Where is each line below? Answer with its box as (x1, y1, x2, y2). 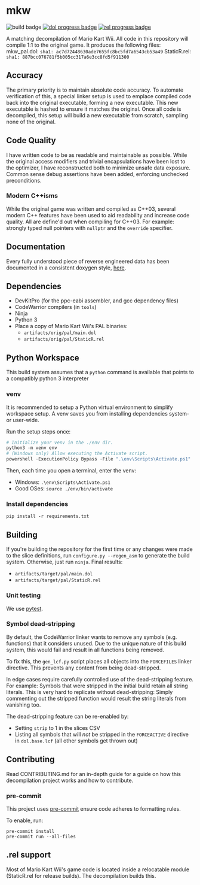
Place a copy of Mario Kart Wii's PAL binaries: (14, 323, 128, 330)
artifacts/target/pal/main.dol (14, 571, 93, 577)
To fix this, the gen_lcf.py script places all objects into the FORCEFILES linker (6, 657, 192, 665)
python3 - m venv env (6, 445, 58, 451)
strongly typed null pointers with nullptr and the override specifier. (6, 224, 173, 231)
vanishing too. (6, 701, 41, 708)
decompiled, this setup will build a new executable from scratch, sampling (6, 111, 188, 119)
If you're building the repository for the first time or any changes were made (6, 545, 193, 553)
